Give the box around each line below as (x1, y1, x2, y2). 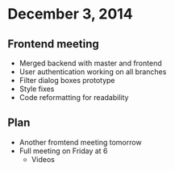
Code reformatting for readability (19, 93, 129, 102)
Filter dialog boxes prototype (19, 76, 115, 85)
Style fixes (19, 84, 55, 94)
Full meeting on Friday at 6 (19, 146, 108, 156)
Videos (31, 154, 56, 164)
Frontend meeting (7, 37, 100, 51)
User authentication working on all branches (19, 67, 167, 77)
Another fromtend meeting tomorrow (19, 137, 142, 147)
